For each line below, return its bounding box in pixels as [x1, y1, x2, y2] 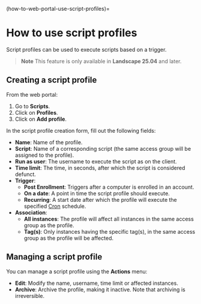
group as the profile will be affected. [23, 234, 114, 242]
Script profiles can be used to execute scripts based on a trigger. [6, 46, 167, 53]
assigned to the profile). [14, 151, 74, 159]
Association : [14, 208, 47, 216]
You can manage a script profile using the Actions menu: [6, 267, 148, 275]
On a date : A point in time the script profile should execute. [23, 189, 170, 197]
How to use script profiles [6, 26, 137, 40]
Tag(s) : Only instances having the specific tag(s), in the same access [23, 228, 196, 235]
